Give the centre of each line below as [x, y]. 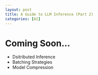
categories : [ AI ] [23, 19]
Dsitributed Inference [34, 57]
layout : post [18, 10]
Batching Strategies [32, 62]
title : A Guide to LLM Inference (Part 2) [49, 14]
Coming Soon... [38, 43]
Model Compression [33, 68]
